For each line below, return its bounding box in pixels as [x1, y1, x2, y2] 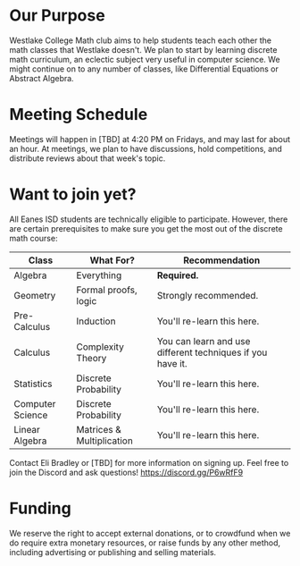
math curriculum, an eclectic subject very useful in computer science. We [9, 54, 280, 64]
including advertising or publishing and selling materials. [9, 546, 217, 557]
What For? [89, 254, 136, 266]
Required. [156, 269, 199, 282]
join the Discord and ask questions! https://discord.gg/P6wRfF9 [9, 467, 244, 477]
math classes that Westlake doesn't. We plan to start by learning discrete [9, 44, 278, 55]
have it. [156, 357, 187, 369]
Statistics [13, 377, 53, 390]
